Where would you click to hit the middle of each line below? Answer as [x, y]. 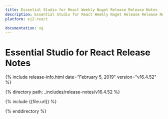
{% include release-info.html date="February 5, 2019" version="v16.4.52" [81, 77]
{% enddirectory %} [26, 111]
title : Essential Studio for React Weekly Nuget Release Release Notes [81, 10]
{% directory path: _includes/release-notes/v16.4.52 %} [62, 92]
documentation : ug [24, 28]
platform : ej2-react [27, 19]
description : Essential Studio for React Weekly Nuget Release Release [81, 14]
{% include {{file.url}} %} [31, 102]
